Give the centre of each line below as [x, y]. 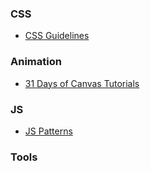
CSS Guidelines [57, 36]
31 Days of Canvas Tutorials [82, 83]
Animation [36, 62]
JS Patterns [48, 131]
